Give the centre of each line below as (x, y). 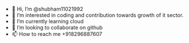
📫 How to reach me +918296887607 (57, 34)
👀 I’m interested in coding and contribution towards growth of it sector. (98, 15)
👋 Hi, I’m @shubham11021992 (48, 9)
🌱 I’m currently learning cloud (48, 21)
